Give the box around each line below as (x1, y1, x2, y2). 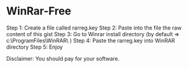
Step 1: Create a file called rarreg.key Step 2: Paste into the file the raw (6, 24, 182, 31)
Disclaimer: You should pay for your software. (6, 55, 120, 62)
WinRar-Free (6, 4, 72, 18)
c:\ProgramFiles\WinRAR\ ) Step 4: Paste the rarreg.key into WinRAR (6, 37, 175, 44)
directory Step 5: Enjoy (6, 43, 63, 51)
